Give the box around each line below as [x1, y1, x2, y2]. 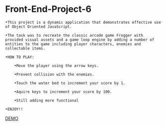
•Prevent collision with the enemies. [14, 72, 94, 77]
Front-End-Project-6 [5, 3, 92, 15]
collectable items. [5, 46, 46, 51]
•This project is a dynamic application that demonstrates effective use [5, 20, 162, 25]
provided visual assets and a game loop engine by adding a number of [5, 37, 155, 42]
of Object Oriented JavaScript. [5, 24, 72, 29]
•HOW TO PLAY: [5, 55, 35, 60]
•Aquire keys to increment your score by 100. [14, 89, 112, 94]
